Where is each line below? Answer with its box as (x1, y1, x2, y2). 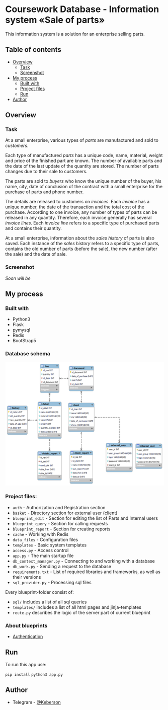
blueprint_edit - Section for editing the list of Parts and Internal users (12, 515, 158, 521)
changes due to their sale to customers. (5, 169, 88, 175)
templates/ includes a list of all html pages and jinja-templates (12, 604, 142, 610)
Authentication (12, 634, 43, 640)
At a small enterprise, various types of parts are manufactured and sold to (5, 137, 158, 143)
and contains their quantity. (5, 225, 62, 231)
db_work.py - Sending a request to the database (12, 563, 112, 569)
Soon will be (5, 275, 31, 281)
